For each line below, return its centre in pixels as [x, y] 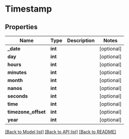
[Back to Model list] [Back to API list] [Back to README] [61, 132]
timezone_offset [27, 112]
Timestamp [29, 9]
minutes [17, 72]
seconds [18, 96]
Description [81, 41]
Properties [21, 27]
